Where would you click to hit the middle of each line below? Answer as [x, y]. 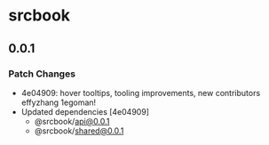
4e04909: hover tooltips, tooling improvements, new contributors [141, 93]
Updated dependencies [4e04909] [85, 111]
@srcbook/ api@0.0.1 [72, 121]
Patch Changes [42, 74]
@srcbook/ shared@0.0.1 [79, 131]
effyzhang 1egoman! [59, 102]
